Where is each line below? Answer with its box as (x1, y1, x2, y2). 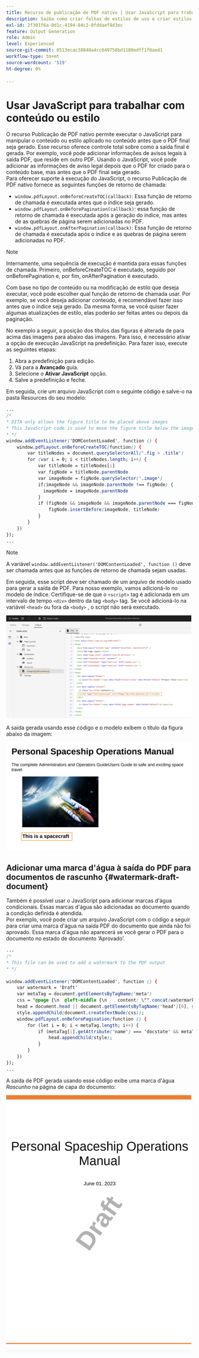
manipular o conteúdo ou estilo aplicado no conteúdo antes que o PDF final (6, 137, 190, 144)
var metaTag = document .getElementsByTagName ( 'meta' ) (17, 991, 152, 997)
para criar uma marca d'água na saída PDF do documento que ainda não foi (6, 922, 191, 929)
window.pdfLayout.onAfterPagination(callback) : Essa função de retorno (14, 224, 192, 232)
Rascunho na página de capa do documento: (6, 1083, 116, 1090)
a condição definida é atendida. (6, 910, 84, 917)
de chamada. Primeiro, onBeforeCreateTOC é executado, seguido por (6, 266, 176, 273)
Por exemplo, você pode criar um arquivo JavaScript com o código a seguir (6, 916, 191, 923)
